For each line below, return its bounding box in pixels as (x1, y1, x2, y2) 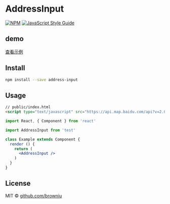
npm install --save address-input (5, 77, 78, 82)
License (5, 179, 31, 188)
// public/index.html (5, 105, 51, 110)
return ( (14, 146, 33, 151)
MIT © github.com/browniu (5, 192, 62, 198)
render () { (10, 142, 35, 147)
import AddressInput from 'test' (5, 127, 76, 132)
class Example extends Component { (5, 137, 80, 142)
